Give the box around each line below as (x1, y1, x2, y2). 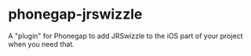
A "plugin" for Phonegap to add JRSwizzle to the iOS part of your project (8, 31, 243, 40)
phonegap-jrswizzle (8, 5, 143, 23)
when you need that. (8, 39, 75, 48)
